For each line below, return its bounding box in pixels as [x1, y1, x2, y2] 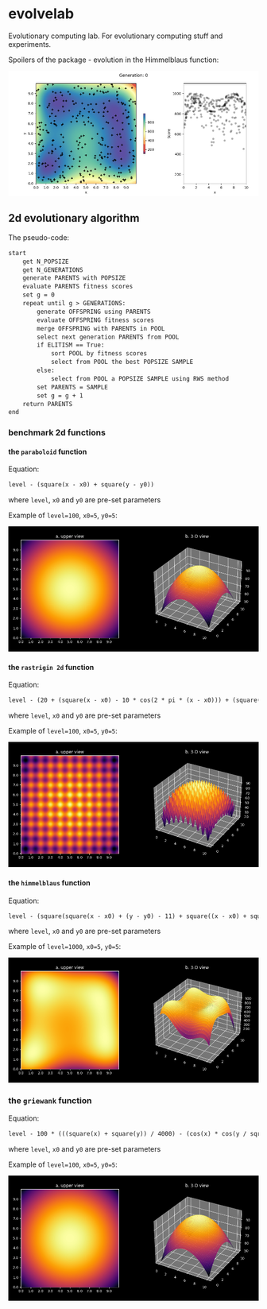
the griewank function [8, 1095, 92, 1106]
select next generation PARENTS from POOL [37, 333, 180, 341]
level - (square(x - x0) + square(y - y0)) [8, 481, 155, 489]
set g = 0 [22, 291, 56, 299]
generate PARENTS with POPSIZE [22, 274, 126, 282]
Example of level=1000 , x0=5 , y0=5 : [8, 942, 122, 951]
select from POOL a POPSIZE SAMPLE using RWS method [50, 374, 229, 382]
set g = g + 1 [37, 391, 83, 400]
